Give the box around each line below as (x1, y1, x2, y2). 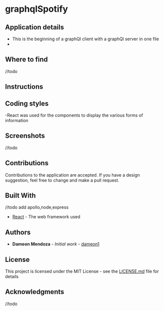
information (5, 118, 28, 124)
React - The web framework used (12, 214, 81, 220)
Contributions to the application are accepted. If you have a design (5, 172, 140, 178)
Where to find (5, 55, 48, 64)
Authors (5, 228, 31, 236)
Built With (5, 191, 36, 200)
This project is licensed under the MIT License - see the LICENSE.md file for (5, 268, 159, 274)
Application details (5, 23, 64, 31)
